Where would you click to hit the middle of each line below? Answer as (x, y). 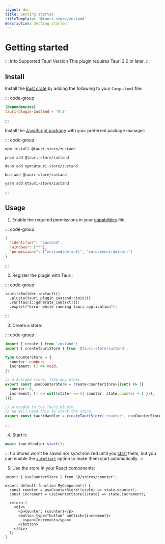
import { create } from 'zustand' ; (41, 344)
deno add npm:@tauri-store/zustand (41, 166)
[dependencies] (21, 107)
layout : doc (17, 10)
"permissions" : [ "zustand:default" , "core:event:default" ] (71, 252)
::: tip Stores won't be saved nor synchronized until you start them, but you (81, 453)
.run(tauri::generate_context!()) (45, 302)
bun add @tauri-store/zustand (36, 175)
